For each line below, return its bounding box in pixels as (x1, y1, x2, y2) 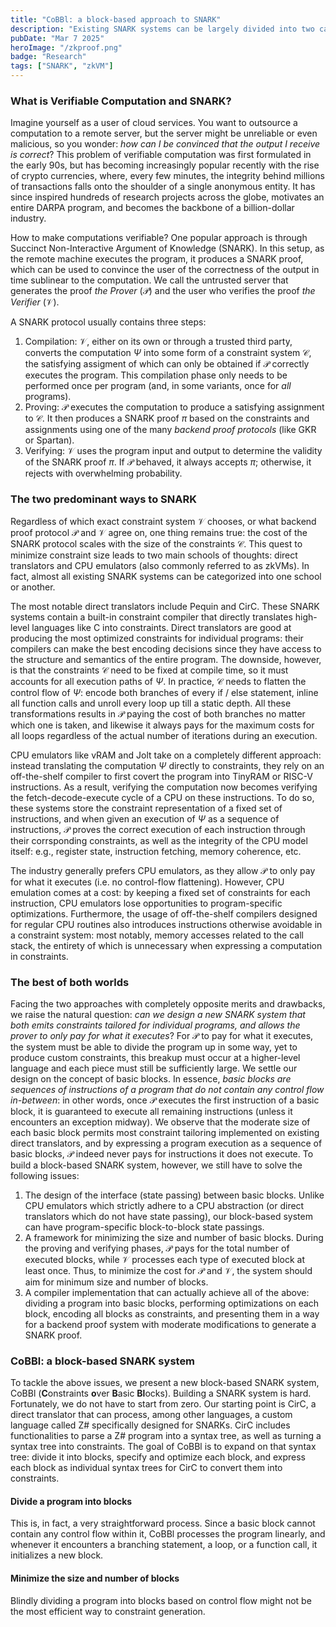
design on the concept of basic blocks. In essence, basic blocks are (10, 1072, 292, 1085)
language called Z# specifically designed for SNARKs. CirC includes (10, 1419, 291, 1431)
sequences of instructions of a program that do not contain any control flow (10, 1083, 325, 1095)
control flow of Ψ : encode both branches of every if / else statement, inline (10, 686, 319, 698)
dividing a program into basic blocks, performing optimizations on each (24, 1297, 320, 1309)
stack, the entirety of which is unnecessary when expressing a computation (10, 939, 323, 951)
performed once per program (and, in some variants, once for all (24, 380, 292, 392)
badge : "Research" (10, 52, 87, 62)
